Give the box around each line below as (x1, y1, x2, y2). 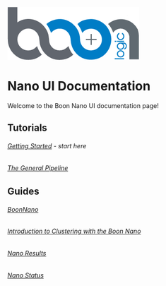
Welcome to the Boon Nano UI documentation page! (7, 101, 159, 109)
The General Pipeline (7, 163, 69, 172)
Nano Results (7, 249, 47, 257)
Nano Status (7, 270, 45, 279)
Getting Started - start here (7, 141, 87, 150)
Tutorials (7, 122, 47, 134)
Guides (7, 186, 40, 198)
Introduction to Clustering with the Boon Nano (7, 227, 141, 236)
